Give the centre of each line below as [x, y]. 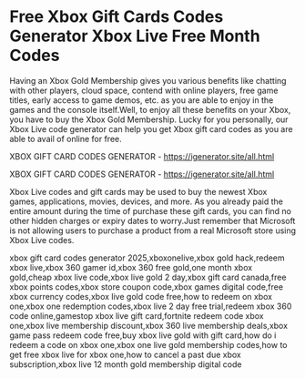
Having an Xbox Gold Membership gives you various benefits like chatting [148, 80]
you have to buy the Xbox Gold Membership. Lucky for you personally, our [149, 119]
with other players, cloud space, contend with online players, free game [144, 90]
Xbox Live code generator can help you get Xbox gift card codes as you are [151, 128]
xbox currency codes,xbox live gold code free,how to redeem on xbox [141, 296]
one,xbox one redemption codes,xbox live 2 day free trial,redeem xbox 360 [151, 306]
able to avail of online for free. [66, 138]
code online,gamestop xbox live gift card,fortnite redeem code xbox [137, 315]
